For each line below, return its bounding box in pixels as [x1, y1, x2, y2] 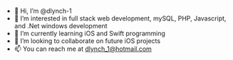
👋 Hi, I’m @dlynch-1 [14, 7, 73, 15]
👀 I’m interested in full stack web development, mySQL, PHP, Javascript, [14, 14, 227, 23]
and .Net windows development [14, 22, 108, 30]
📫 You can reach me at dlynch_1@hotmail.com [14, 44, 152, 53]
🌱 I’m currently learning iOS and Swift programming [14, 29, 166, 37]
